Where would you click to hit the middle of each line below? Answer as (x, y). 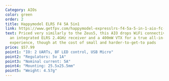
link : (11, 29)
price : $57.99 (20, 47)
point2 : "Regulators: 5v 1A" (36, 57)
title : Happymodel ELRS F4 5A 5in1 (43, 24)
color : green (19, 15)
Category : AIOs (21, 10)
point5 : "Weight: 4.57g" (31, 71)
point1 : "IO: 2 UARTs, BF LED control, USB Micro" (59, 52)
